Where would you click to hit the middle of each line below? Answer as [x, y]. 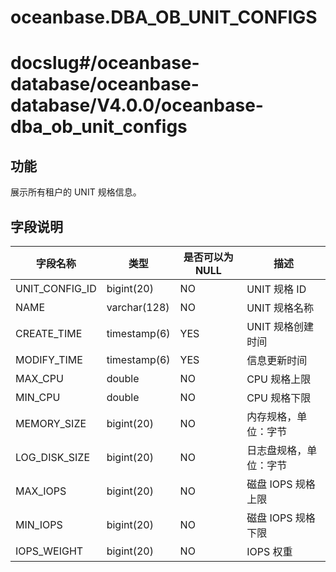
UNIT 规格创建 [280, 326]
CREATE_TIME [49, 333]
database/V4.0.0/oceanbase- [137, 105]
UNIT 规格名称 [280, 308]
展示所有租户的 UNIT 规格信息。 [76, 192]
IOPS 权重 [269, 551]
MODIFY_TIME [49, 359]
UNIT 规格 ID [276, 289]
